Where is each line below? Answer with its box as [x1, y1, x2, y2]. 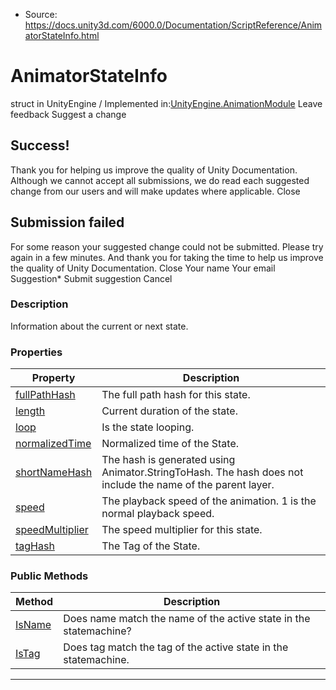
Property [31, 371, 76, 385]
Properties [10, 345, 63, 359]
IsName [15, 618, 52, 632]
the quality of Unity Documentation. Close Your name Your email [10, 262, 276, 274]
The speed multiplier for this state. [101, 523, 263, 537]
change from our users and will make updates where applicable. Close [10, 185, 301, 197]
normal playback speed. [101, 507, 215, 521]
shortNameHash [15, 465, 93, 479]
